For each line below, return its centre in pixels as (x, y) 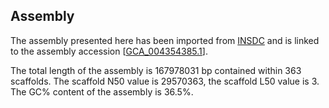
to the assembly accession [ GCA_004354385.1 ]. (109, 51)
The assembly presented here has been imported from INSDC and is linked (165, 40)
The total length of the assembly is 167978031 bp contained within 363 (156, 70)
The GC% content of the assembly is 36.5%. (102, 91)
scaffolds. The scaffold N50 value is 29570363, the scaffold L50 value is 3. (165, 81)
